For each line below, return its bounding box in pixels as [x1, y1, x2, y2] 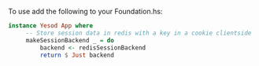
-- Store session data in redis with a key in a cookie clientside [25, 29, 252, 37]
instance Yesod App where [8, 22, 93, 30]
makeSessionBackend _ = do [25, 36, 114, 44]
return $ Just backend [39, 51, 114, 59]
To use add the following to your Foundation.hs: [8, 7, 163, 16]
